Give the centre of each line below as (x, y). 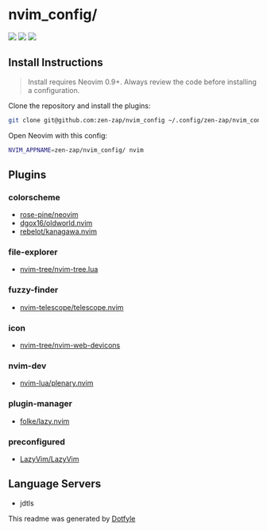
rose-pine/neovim (49, 215)
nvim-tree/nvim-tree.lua (59, 269)
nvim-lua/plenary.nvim (56, 383)
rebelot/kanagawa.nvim (58, 231)
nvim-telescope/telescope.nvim (72, 307)
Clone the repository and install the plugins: (79, 106)
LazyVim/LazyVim (49, 459)
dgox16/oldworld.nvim (56, 223)
